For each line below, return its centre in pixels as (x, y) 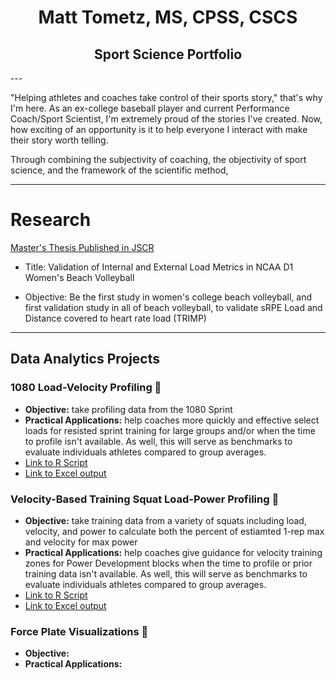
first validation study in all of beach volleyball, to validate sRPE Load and (173, 307)
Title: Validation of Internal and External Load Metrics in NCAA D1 (159, 267)
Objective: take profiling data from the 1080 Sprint (128, 409)
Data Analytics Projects (85, 359)
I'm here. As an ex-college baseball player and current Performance (150, 108)
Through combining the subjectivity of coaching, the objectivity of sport (158, 159)
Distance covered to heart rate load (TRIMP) (115, 318)
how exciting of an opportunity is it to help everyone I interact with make (159, 129)
